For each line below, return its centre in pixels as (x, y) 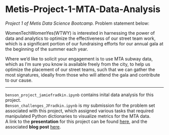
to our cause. (19, 80)
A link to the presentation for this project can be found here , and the (76, 121)
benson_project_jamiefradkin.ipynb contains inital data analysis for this (79, 95)
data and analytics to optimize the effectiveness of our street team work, (80, 38)
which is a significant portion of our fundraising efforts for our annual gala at (84, 43)
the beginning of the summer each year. (47, 49)
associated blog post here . (33, 126)
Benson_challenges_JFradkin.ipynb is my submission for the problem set (80, 105)
